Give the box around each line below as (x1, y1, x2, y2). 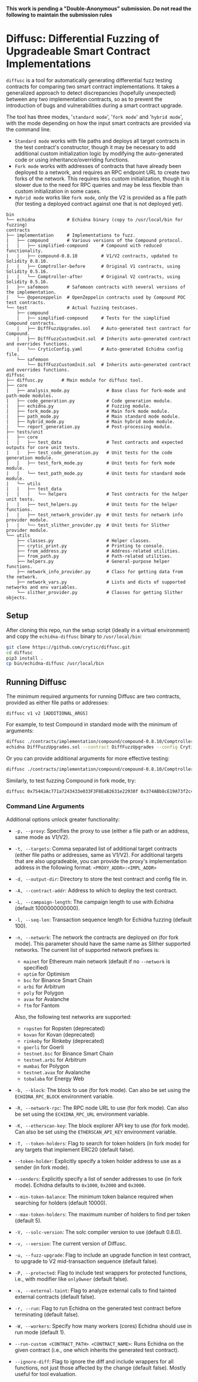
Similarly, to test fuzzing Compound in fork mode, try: (6, 777, 136, 784)
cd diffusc (6, 650, 33, 656)
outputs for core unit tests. (6, 444, 81, 450)
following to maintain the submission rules (6, 11, 113, 18)
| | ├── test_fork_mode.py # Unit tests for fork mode (6, 460, 176, 466)
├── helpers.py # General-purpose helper (16, 558, 170, 564)
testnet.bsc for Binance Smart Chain (23, 1050, 114, 1057)
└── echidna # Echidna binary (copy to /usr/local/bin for (6, 217, 183, 222)
